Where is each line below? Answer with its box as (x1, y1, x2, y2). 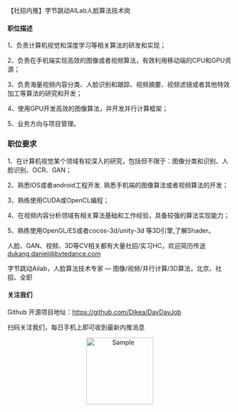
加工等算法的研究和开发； (7, 89, 83, 98)
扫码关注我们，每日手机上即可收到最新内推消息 (7, 323, 145, 331)
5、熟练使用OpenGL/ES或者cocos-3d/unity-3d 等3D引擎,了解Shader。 (7, 226, 215, 235)
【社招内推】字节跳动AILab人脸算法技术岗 (7, 6, 130, 14)
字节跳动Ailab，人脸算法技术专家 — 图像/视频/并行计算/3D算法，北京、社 (7, 264, 222, 272)
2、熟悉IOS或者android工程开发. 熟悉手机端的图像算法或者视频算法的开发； (7, 180, 229, 189)
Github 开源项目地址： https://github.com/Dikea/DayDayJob (7, 307, 182, 316)
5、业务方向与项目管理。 (7, 120, 81, 128)
